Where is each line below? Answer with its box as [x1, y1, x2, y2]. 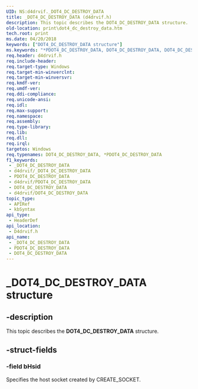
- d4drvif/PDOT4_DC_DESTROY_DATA [8, 179, 91, 185]
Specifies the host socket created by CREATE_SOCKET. [6, 376, 141, 383]
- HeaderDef [8, 218, 38, 223]
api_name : [6, 234, 31, 240]
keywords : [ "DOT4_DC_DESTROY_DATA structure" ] [6, 42, 123, 48]
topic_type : [6, 196, 35, 202]
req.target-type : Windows [6, 63, 70, 70]
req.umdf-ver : [6, 86, 41, 92]
